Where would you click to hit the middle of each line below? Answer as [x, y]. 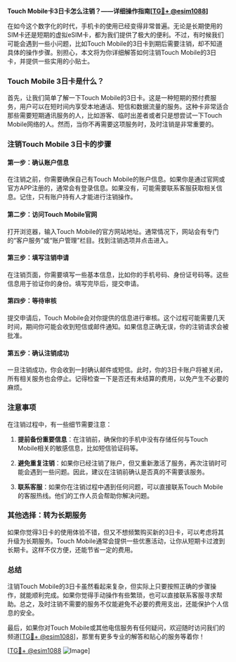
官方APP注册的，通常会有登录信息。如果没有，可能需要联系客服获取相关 [112, 188]
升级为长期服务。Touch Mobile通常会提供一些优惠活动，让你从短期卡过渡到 [116, 541]
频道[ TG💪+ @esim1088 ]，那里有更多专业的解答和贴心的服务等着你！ [106, 637]
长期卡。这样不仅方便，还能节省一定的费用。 [72, 549]
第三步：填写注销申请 [38, 258]
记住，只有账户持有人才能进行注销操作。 [78, 197]
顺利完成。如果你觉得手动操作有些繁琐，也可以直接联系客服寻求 [124, 595]
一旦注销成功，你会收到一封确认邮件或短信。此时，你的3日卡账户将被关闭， [117, 370]
